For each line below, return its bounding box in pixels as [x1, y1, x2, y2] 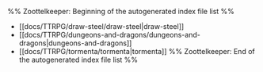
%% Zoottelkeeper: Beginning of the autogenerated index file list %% [7, 7, 235, 16]
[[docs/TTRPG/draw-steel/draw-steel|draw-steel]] [18, 22, 185, 31]
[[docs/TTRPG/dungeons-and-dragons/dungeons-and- [18, 31, 201, 39]
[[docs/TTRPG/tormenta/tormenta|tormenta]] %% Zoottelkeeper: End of [18, 47, 255, 56]
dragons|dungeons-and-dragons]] [18, 38, 132, 48]
